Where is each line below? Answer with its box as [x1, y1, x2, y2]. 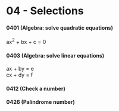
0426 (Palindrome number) [6, 99, 76, 106]
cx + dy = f [6, 71, 33, 78]
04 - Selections [6, 4, 84, 18]
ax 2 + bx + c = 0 [6, 37, 46, 46]
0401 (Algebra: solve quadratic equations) [6, 24, 113, 31]
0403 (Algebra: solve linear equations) [6, 52, 105, 59]
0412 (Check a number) [6, 85, 65, 92]
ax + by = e [6, 65, 35, 72]
